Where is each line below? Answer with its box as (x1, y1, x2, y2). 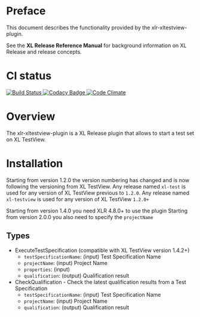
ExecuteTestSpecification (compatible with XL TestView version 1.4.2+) (14, 247, 190, 254)
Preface (6, 4, 46, 18)
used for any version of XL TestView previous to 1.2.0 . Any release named (6, 189, 190, 196)
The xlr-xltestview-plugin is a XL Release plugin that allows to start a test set (6, 130, 195, 137)
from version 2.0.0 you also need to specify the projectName (6, 213, 153, 220)
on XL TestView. (6, 136, 46, 143)
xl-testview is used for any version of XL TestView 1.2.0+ (6, 195, 149, 202)
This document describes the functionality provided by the (6, 24, 150, 31)
